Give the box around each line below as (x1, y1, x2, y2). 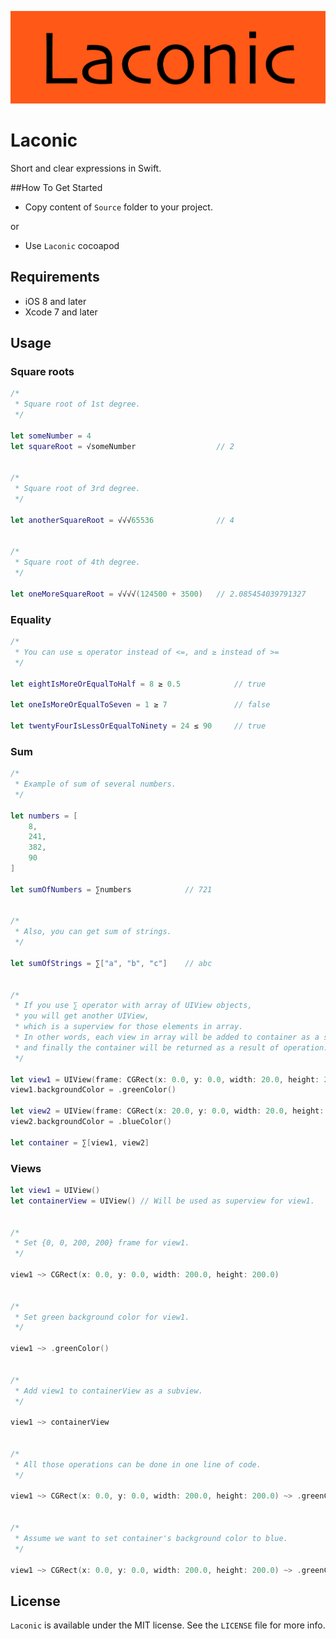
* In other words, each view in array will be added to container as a (14, 1032, 320, 1043)
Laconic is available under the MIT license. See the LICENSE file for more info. (10, 1619, 326, 1631)
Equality (10, 612, 52, 626)
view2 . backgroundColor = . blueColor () (10, 1117, 172, 1127)
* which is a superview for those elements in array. (14, 1022, 244, 1032)
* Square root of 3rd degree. (14, 484, 141, 494)
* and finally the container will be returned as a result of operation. (14, 1042, 329, 1053)
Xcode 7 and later (24, 306, 98, 318)
